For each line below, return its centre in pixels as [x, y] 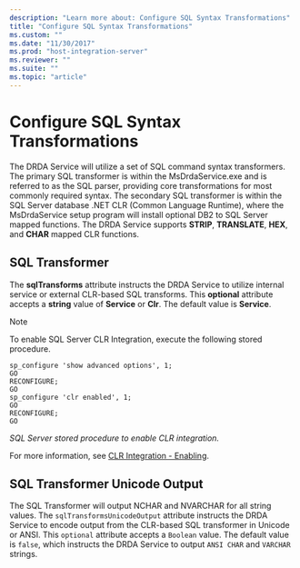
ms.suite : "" [34, 69]
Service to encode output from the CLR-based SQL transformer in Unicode [150, 525]
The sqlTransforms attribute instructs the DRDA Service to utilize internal [147, 284]
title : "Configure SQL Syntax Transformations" [101, 26]
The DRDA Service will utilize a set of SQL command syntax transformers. [148, 166]
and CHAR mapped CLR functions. [74, 234]
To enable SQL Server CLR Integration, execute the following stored [136, 339]
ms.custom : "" [36, 35]
